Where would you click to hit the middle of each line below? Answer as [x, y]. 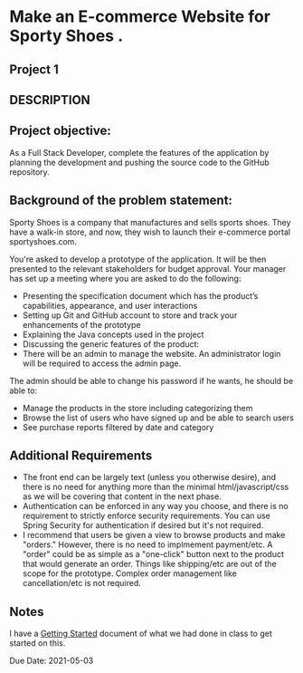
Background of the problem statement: [121, 201]
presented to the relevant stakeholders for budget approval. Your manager [148, 268]
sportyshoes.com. [43, 241]
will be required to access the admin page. [102, 363]
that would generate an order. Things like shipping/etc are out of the [150, 564]
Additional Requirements [81, 455]
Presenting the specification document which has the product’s [140, 295]
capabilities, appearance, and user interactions [110, 305]
